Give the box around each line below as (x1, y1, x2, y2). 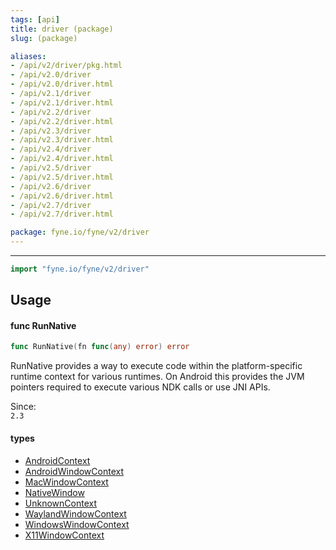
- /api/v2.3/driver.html (10, 135, 114, 145)
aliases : (10, 51, 47, 61)
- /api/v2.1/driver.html (10, 97, 114, 108)
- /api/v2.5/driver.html (10, 172, 114, 182)
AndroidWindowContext (24, 465, 125, 477)
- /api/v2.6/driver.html (10, 191, 114, 201)
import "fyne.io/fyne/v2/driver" (10, 264, 150, 274)
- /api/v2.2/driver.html (10, 116, 114, 126)
